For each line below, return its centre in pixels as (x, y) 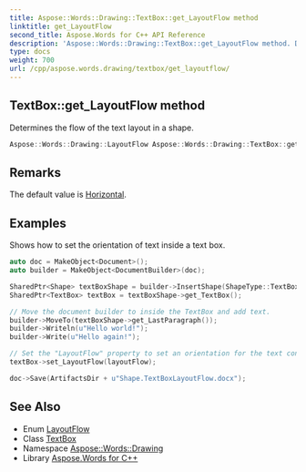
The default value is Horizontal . (68, 195)
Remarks (36, 173)
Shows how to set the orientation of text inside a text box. (117, 245)
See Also (35, 407)
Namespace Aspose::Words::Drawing (93, 448)
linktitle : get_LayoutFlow (61, 26)
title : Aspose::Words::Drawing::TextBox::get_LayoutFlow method (134, 18)
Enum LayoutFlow (56, 428)
